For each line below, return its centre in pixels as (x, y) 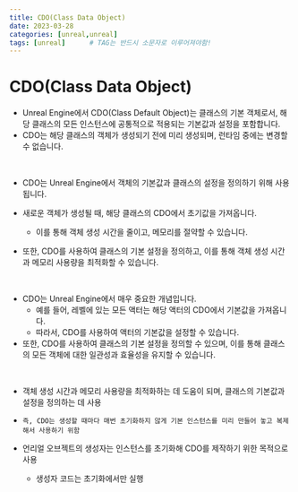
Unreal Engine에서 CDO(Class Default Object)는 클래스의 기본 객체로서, (150, 113)
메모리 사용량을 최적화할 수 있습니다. (95, 263)
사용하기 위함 (60, 431)
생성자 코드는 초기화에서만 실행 (89, 479)
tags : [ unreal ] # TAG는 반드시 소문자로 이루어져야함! (111, 43)
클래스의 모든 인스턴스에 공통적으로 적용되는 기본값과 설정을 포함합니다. (156, 124)
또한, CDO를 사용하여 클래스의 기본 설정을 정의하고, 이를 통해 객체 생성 (145, 251)
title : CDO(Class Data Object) (68, 17)
